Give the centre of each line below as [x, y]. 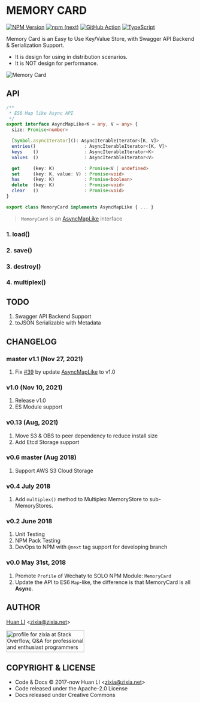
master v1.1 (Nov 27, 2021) [45, 359]
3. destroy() [24, 266]
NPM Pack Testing [38, 541]
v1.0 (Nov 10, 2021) [34, 387]
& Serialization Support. [35, 45]
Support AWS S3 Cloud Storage [54, 470]
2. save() [19, 250]
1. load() [18, 234]
